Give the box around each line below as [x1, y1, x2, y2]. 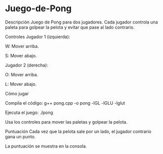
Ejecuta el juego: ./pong [5, 110, 53, 115]
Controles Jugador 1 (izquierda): [5, 34, 70, 40]
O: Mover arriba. [5, 71, 38, 77]
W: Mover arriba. [5, 43, 39, 49]
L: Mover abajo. [5, 81, 37, 87]
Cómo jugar [5, 90, 29, 96]
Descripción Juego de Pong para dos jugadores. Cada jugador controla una [5, 19, 158, 25]
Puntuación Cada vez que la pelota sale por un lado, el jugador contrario [5, 128, 151, 134]
